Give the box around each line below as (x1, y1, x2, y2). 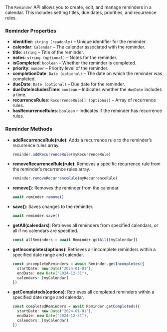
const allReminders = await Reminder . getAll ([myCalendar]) (12, 237, 138, 242)
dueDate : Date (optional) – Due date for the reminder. (12, 81, 126, 87)
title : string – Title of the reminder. (12, 49, 85, 55)
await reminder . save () (12, 213, 60, 218)
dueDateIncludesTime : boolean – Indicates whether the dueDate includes (12, 86, 162, 92)
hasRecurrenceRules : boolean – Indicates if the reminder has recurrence (12, 107, 162, 114)
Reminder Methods (5, 125, 53, 132)
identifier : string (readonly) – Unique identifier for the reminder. (12, 38, 147, 44)
